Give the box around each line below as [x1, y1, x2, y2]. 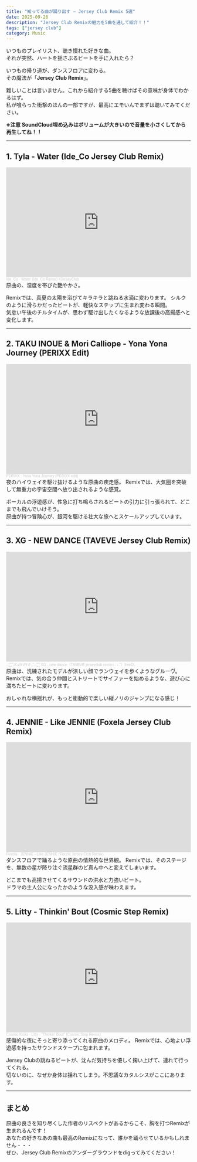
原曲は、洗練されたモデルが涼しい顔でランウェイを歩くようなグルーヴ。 [6, 667, 181, 674]
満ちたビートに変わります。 [6, 682, 73, 689]
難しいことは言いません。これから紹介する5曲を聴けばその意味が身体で [6, 87, 179, 94]
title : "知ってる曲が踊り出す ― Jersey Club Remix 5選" [6, 8, 136, 15]
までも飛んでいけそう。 [6, 505, 63, 512]
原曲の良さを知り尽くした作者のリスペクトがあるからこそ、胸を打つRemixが [6, 1120, 191, 1126]
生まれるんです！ [6, 1127, 47, 1134]
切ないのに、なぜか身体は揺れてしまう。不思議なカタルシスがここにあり [6, 1071, 181, 1079]
